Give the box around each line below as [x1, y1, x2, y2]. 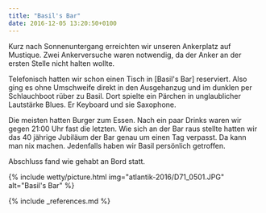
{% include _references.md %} [8, 196, 111, 206]
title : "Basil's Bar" [8, 11, 81, 20]
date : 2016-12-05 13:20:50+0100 [8, 19, 117, 27]
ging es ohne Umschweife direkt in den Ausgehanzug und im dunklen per [8, 82, 252, 92]
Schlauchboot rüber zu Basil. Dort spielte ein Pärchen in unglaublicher [8, 91, 242, 100]
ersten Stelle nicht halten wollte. [8, 58, 115, 68]
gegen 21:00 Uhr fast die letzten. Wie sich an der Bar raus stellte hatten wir [8, 124, 258, 133]
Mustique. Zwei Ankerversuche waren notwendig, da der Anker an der [8, 50, 242, 59]
